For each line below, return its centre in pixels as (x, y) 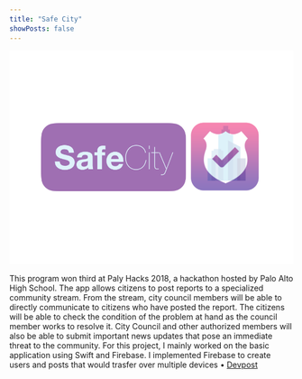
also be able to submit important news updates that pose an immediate (141, 336)
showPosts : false (42, 28)
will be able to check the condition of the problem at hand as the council (143, 317)
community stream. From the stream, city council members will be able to (146, 297)
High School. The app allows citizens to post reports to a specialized (137, 288)
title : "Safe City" (46, 19)
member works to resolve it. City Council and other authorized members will (151, 326)
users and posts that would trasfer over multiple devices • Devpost (134, 365)
